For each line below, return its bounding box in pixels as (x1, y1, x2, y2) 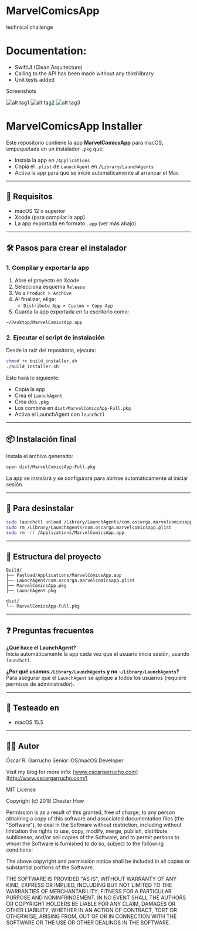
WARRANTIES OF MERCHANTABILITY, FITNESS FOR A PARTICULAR (6, 887, 172, 895)
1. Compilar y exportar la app (6, 263, 90, 272)
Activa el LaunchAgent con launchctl (14, 411, 106, 418)
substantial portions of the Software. (6, 863, 94, 871)
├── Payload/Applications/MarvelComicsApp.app (6, 572, 122, 579)
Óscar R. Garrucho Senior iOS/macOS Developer (6, 757, 124, 764)
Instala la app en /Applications (14, 156, 90, 163)
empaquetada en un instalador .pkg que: (6, 145, 104, 152)
